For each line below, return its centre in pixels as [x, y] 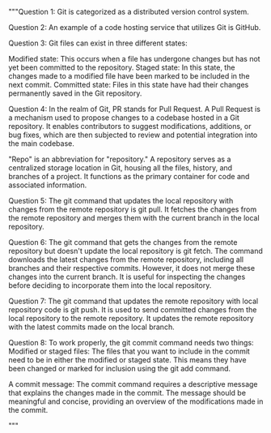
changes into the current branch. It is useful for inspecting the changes [127, 277]
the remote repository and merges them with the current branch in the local [134, 218]
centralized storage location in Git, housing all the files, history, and [121, 168]
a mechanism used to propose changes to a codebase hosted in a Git [124, 118]
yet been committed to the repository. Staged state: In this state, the [122, 67]
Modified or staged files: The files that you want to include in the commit [129, 351]
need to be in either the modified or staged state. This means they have [127, 360]
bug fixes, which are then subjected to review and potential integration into [133, 135]
